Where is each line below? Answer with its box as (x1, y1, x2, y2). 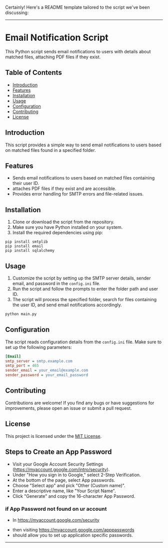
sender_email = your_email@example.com (5, 368, 88, 373)
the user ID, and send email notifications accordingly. (12, 302, 122, 308)
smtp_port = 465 (5, 363, 39, 369)
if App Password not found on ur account (5, 505, 107, 512)
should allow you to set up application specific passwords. (12, 532, 133, 538)
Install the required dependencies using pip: (12, 230, 103, 236)
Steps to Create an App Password (5, 447, 112, 456)
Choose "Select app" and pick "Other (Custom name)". (12, 482, 126, 488)
